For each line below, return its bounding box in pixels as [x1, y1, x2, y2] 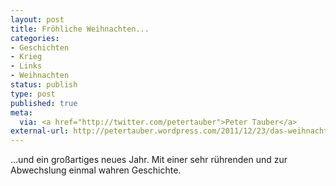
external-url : [10, 126, 70, 136]
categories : [10, 33, 60, 43]
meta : [10, 107, 33, 118]
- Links [10, 61, 43, 71]
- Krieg [10, 52, 43, 62]
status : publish [10, 80, 78, 90]
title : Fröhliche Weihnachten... [10, 24, 150, 34]
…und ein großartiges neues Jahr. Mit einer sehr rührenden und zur [10, 154, 288, 166]
